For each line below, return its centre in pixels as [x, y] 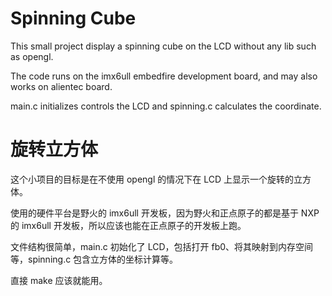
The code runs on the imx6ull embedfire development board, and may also [164, 76]
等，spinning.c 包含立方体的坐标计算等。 [94, 259]
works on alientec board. [61, 86]
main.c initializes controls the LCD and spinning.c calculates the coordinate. [166, 106]
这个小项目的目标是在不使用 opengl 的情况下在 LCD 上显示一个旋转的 [152, 179]
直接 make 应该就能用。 [59, 280]
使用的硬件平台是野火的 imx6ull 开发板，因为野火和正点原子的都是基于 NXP [165, 213]
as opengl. [32, 56]
